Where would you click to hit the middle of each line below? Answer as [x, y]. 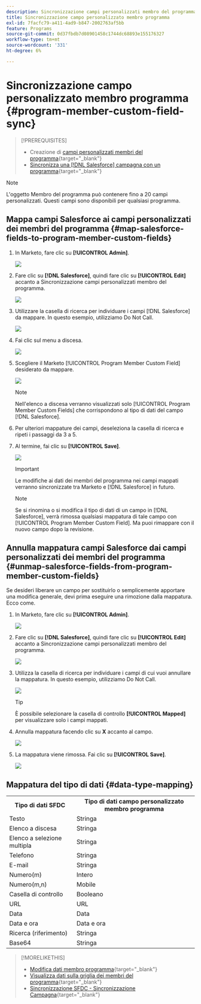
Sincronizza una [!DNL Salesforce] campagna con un [95, 165]
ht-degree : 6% [24, 51]
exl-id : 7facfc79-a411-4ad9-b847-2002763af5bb [65, 23]
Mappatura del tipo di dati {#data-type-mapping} [100, 785]
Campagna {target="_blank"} [65, 995]
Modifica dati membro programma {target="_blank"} [93, 969]
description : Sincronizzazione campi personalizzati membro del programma [101, 12]
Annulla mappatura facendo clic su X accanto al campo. [84, 732]
